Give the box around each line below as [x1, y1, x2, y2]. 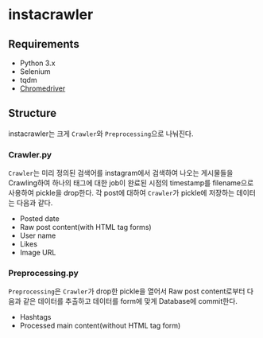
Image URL [19, 248, 56, 258]
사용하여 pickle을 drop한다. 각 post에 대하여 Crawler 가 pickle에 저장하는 [8, 188, 235, 198]
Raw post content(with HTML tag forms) [19, 223, 153, 232]
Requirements [8, 37, 79, 51]
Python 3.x [19, 58, 56, 68]
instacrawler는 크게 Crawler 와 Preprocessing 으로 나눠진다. [8, 129, 194, 138]
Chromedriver [19, 84, 66, 93]
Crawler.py [8, 149, 52, 160]
